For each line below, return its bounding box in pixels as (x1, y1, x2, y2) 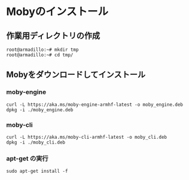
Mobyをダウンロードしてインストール (6, 69, 145, 80)
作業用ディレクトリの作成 (6, 30, 100, 41)
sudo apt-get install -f (6, 168, 68, 175)
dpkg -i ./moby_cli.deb (6, 139, 66, 145)
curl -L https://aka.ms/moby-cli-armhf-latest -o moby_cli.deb (6, 134, 167, 140)
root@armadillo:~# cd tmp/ (6, 52, 74, 58)
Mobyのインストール (6, 5, 109, 19)
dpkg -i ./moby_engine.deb (6, 106, 74, 113)
